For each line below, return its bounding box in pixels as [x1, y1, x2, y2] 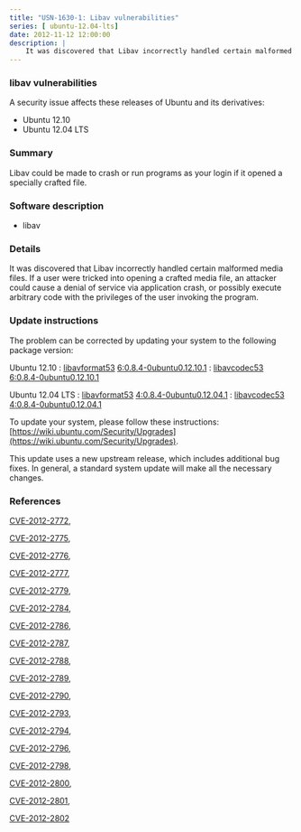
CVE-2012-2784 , [9, 603, 72, 613]
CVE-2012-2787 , [9, 638, 70, 649]
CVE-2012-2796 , [9, 743, 72, 753]
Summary [9, 146, 54, 159]
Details [9, 242, 41, 255]
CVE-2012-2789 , [9, 672, 72, 683]
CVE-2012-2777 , [9, 567, 70, 578]
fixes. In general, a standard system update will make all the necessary [9, 463, 272, 473]
